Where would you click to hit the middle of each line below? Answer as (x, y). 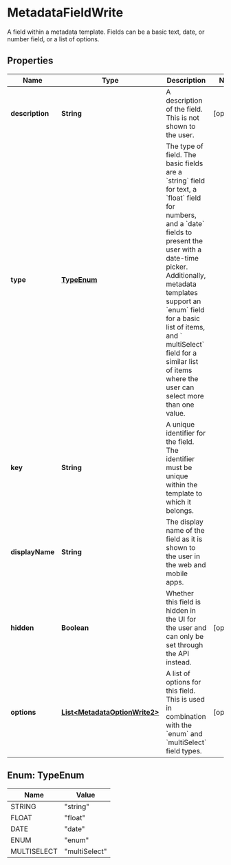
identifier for (186, 433)
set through (185, 644)
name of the (185, 530)
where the (182, 378)
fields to (179, 232)
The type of (185, 146)
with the (179, 725)
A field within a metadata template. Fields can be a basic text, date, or (106, 32)
